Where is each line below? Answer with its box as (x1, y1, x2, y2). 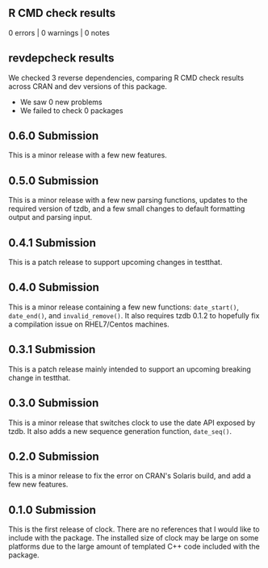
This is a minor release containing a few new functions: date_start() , (8, 302, 240, 312)
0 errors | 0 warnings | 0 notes (8, 27, 111, 37)
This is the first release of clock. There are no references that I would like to (8, 524, 260, 534)
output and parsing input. (8, 212, 93, 222)
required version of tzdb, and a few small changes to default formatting (8, 204, 245, 213)
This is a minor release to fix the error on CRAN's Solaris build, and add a (8, 471, 252, 481)
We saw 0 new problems (19, 97, 103, 107)
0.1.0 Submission (8, 503, 97, 516)
